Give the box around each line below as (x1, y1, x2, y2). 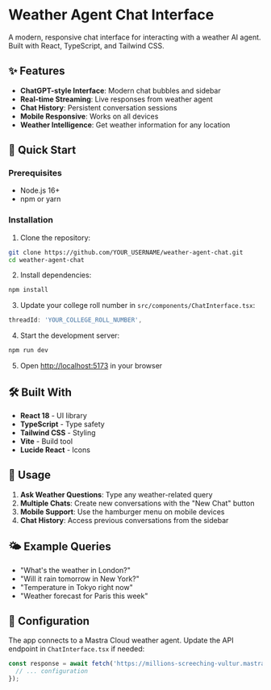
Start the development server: (19, 330, 120, 340)
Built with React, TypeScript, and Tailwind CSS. (8, 40, 165, 50)
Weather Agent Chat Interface (8, 6, 215, 24)
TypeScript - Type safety (19, 419, 105, 429)
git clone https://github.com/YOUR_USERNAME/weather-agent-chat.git (8, 248, 244, 256)
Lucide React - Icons (19, 445, 91, 455)
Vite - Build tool (19, 436, 73, 446)
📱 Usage (8, 468, 51, 482)
